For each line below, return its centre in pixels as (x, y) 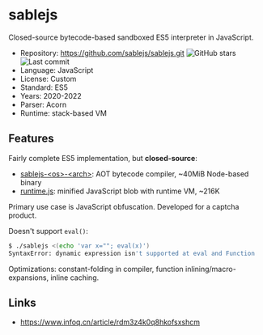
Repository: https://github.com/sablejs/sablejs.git (102, 53)
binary (31, 182)
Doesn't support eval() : (49, 231)
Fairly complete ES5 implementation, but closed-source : (103, 158)
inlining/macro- (210, 269)
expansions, (29, 278)
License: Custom (48, 78)
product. (23, 215)
